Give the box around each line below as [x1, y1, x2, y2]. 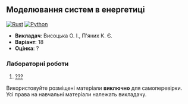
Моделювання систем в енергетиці [6, 5, 145, 15]
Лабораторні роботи [6, 59, 69, 68]
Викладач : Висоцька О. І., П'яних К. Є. [14, 32, 112, 39]
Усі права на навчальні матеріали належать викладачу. [6, 91, 147, 98]
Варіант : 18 [14, 38, 44, 45]
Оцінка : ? [14, 45, 39, 52]
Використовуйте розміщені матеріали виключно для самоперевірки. [6, 84, 183, 92]
